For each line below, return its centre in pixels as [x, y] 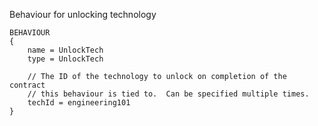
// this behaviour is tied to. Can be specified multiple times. [168, 94]
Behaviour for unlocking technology [83, 14]
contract [27, 85]
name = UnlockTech [65, 50]
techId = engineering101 [79, 103]
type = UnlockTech [65, 59]
